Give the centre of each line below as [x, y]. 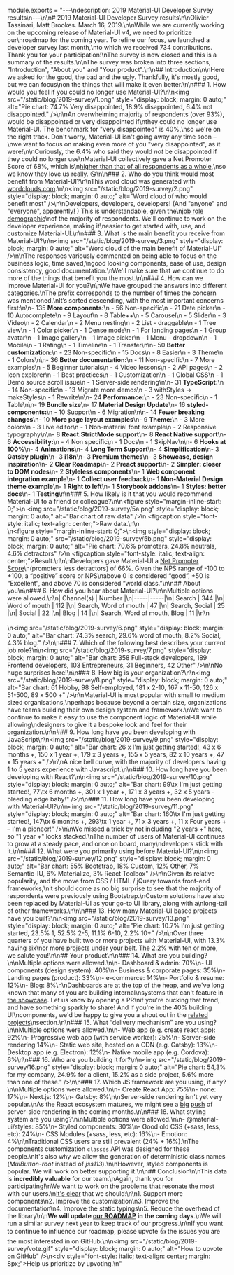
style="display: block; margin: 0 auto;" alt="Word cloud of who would [107, 196]
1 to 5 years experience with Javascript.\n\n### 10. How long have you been [117, 769]
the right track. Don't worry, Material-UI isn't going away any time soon [109, 137]
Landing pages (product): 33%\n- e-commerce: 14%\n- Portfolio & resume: [116, 978]
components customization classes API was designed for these [98, 1149]
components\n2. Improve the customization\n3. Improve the [93, 1201]
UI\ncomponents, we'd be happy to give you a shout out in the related [108, 1015]
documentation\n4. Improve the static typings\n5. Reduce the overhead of [114, 1208]
